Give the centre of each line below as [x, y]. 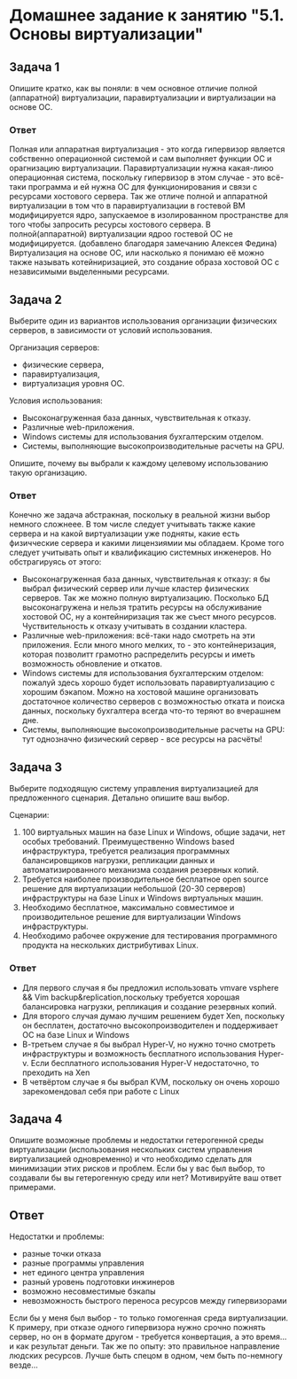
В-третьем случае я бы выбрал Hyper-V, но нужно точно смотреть [149, 1044]
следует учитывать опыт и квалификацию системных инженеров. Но [141, 553]
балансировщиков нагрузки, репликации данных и [118, 861]
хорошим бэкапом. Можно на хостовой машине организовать [140, 692]
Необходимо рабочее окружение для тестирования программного [149, 936]
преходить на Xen [56, 1072]
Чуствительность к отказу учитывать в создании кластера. [134, 627]
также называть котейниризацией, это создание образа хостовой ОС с [145, 262]
